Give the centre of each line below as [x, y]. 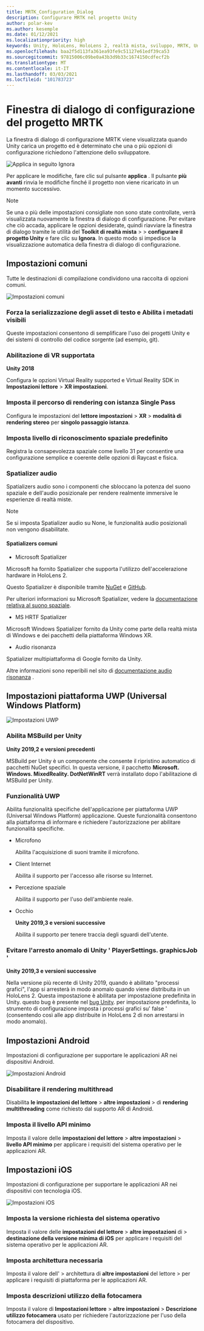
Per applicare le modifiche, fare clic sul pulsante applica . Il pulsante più [97, 176]
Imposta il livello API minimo [49, 1124]
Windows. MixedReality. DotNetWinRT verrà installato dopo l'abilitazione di [102, 774]
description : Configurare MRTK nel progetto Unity [72, 18]
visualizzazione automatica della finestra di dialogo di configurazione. [93, 245]
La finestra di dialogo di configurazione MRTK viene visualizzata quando [97, 140]
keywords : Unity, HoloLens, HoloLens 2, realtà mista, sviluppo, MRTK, [99, 46]
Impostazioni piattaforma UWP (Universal [87, 696]
